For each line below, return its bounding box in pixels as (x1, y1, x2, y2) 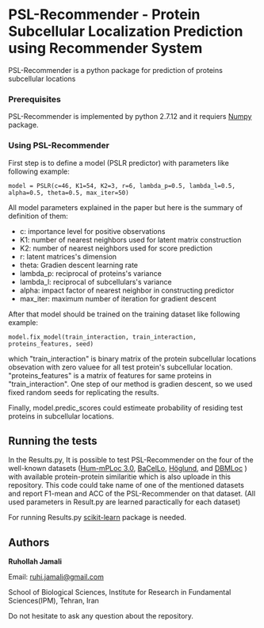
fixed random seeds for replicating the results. (8, 387, 159, 397)
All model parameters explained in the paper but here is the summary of (8, 202, 243, 212)
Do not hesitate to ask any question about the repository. (8, 611, 194, 621)
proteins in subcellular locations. (8, 411, 114, 421)
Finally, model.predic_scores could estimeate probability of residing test (8, 403, 243, 412)
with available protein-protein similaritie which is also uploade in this (8, 472, 231, 481)
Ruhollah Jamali (8, 557, 62, 566)
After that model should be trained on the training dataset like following (8, 309, 240, 319)
